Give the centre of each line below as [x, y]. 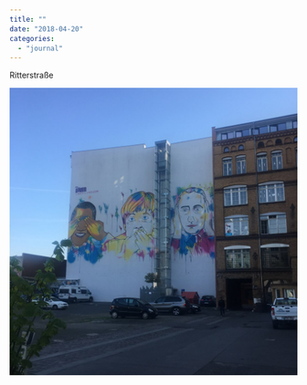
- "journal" [41, 48]
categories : [32, 38]
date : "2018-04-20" [47, 29]
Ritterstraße [32, 75]
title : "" [28, 19]
